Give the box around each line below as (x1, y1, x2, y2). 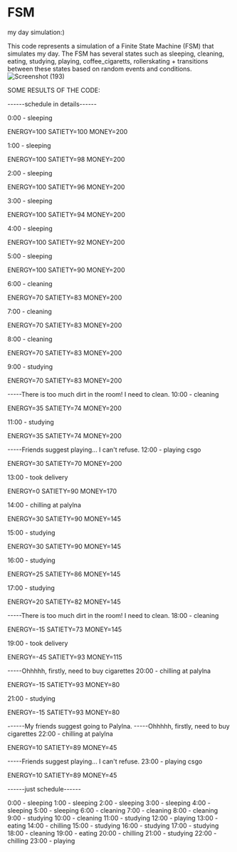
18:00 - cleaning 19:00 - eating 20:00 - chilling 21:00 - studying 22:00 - (7, 828, 217, 837)
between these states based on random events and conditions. (7, 64, 192, 73)
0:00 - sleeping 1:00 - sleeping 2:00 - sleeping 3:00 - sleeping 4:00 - (7, 798, 211, 807)
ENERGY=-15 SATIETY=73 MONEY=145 (7, 625, 122, 634)
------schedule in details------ (7, 99, 98, 108)
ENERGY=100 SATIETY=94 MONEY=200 (7, 210, 126, 218)
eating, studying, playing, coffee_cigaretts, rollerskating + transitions (7, 56, 209, 65)
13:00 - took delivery (7, 472, 68, 482)
